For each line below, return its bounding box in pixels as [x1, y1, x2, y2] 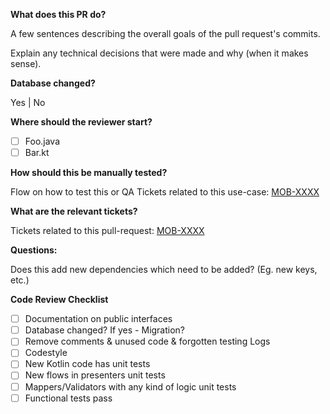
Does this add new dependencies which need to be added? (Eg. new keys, [10, 264, 318, 276]
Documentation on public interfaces [24, 313, 173, 325]
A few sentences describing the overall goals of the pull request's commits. [10, 28, 321, 39]
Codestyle [24, 347, 68, 359]
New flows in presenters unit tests [24, 369, 166, 381]
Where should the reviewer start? [10, 116, 153, 128]
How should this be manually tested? [10, 167, 168, 179]
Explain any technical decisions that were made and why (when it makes [10, 47, 309, 59]
